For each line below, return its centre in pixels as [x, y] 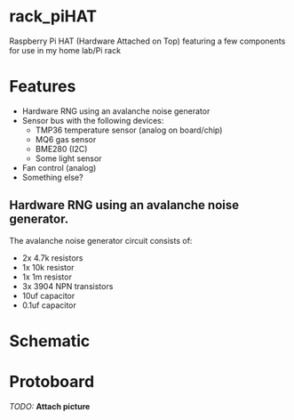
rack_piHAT [53, 16]
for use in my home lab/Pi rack [65, 50]
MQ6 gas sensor [66, 139]
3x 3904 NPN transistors [68, 286]
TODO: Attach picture [50, 406]
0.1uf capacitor [49, 305]
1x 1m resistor [47, 277]
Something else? [52, 177]
